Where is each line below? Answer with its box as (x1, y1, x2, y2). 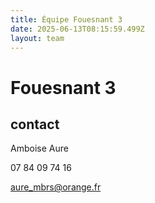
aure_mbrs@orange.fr (10, 181, 102, 193)
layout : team (10, 33, 65, 43)
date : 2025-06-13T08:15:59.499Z (10, 24, 145, 34)
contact (10, 116, 60, 133)
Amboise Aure (10, 142, 69, 155)
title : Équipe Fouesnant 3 (10, 14, 123, 25)
